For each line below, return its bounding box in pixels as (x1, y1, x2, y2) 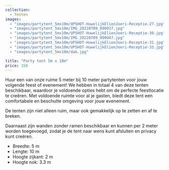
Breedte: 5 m (12, 143, 40, 149)
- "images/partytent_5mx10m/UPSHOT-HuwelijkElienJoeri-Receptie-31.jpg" (10, 40, 165, 45)
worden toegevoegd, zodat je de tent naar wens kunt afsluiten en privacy (5, 128, 157, 134)
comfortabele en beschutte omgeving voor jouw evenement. (5, 98, 131, 104)
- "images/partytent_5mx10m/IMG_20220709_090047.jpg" (10, 36, 125, 41)
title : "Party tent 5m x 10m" (5, 58, 69, 63)
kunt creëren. (5, 133, 33, 139)
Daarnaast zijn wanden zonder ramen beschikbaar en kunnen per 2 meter (5, 123, 158, 129)
